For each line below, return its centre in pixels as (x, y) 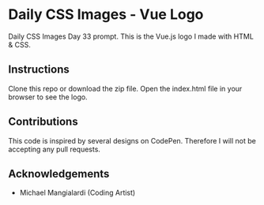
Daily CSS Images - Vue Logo (106, 15)
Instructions (39, 70)
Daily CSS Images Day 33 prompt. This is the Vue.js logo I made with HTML (131, 36)
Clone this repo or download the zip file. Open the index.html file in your (125, 88)
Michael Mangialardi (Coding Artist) (77, 193)
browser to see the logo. (48, 97)
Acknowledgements (59, 174)
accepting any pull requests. (55, 149)
